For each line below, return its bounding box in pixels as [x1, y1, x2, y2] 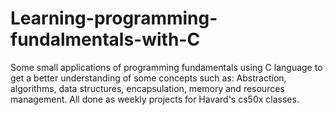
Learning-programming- [10, 7, 218, 30]
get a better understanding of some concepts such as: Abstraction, [10, 72, 287, 84]
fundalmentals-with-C [10, 28, 201, 51]
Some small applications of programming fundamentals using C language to [10, 61, 323, 73]
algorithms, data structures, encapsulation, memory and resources [10, 82, 285, 94]
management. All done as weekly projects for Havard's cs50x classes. [10, 93, 300, 105]
